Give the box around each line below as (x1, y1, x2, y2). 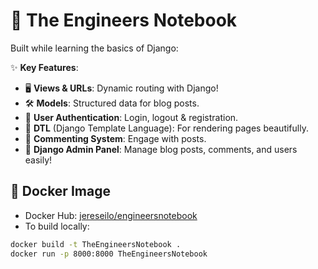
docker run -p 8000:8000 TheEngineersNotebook (10, 249, 208, 259)
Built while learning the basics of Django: (10, 42, 179, 54)
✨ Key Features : (10, 61, 79, 73)
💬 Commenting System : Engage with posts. (24, 132, 207, 144)
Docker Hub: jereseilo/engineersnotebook (24, 209, 198, 221)
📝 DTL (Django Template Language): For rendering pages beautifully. (24, 122, 309, 134)
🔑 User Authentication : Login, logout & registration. (24, 111, 239, 123)
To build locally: (24, 220, 90, 232)
